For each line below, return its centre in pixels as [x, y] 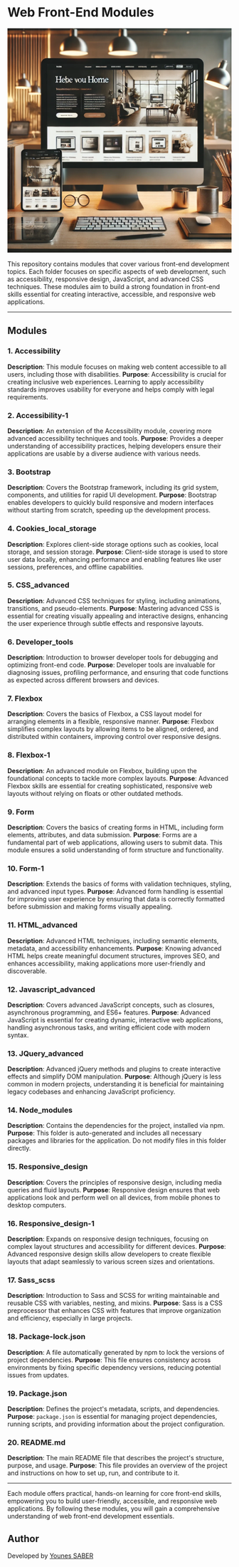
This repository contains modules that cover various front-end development [118, 263]
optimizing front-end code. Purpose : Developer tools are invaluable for [111, 665]
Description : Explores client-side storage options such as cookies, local [113, 544]
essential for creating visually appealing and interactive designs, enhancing [118, 616]
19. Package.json [37, 1393]
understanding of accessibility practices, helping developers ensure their [115, 446]
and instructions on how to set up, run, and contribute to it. [94, 1473]
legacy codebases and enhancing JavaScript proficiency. [91, 1092]
